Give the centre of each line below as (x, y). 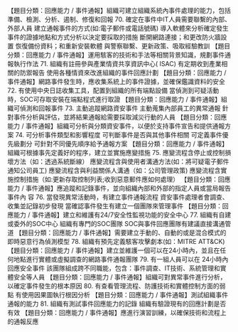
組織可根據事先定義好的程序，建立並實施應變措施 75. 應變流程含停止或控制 (116, 152)
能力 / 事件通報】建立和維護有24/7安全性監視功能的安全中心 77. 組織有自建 (122, 215)
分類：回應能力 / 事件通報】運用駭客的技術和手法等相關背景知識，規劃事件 (116, 55)
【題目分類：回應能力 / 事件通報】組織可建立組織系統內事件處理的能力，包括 (119, 10)
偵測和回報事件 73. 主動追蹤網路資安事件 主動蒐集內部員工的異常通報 (120, 108)
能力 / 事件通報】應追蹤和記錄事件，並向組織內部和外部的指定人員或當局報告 (119, 188)
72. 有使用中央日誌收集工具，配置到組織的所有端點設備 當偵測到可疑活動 (113, 90)
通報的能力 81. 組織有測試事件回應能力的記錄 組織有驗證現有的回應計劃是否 (117, 304)
